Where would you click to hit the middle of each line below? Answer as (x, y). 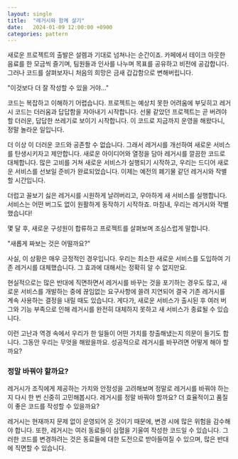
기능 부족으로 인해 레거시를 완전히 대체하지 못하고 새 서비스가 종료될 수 (118, 310)
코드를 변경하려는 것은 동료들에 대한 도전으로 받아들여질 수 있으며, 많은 (118, 439)
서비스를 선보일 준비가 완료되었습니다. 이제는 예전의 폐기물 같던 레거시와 (114, 172)
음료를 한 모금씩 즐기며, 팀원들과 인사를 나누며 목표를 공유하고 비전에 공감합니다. (118, 64)
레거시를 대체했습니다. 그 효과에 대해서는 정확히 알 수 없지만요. (101, 268)
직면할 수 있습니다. (40, 448)
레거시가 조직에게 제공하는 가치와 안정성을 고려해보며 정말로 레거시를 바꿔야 (112, 388)
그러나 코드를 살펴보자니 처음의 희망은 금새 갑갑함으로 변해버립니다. (100, 73)
